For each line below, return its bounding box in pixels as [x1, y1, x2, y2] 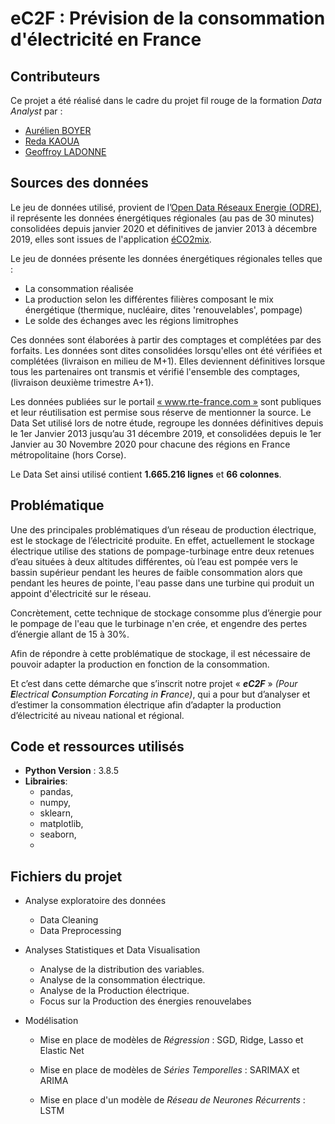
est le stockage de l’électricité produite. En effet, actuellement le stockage [10, 534, 315, 546]
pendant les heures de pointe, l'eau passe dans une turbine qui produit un [10, 577, 315, 589]
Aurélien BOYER [24, 125, 92, 136]
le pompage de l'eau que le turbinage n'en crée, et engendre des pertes [10, 617, 308, 629]
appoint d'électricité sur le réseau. [10, 587, 152, 599]
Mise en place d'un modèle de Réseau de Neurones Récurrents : [39, 1094, 306, 1106]
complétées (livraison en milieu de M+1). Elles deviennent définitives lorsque [10, 355, 326, 367]
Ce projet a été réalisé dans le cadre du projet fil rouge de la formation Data [10, 95, 322, 106]
